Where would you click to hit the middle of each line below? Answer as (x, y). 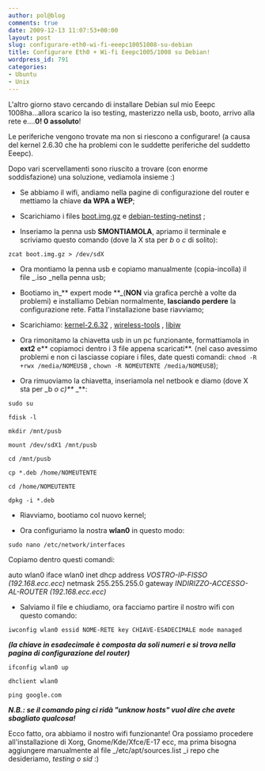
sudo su (21, 403)
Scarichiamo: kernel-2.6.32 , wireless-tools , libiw (100, 324)
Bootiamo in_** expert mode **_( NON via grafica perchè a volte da (128, 293)
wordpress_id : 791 (38, 60)
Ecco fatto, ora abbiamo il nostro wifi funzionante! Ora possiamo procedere (131, 733)
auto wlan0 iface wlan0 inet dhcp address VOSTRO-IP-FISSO (108, 575)
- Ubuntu (23, 74)
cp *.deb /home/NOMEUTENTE (53, 472)
